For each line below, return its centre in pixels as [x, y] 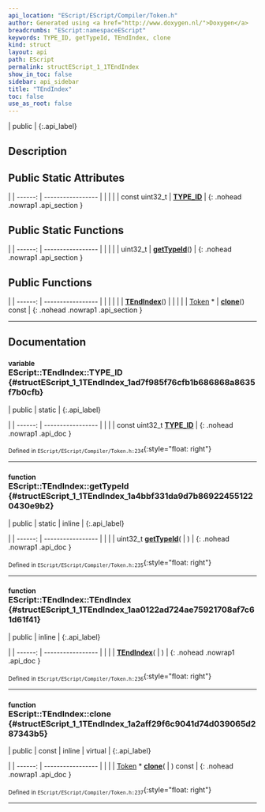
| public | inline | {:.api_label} [54, 636]
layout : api [28, 52]
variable [22, 364]
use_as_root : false [40, 104]
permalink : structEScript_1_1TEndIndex [74, 67]
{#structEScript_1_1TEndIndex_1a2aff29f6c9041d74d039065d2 [132, 723]
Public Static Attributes [66, 178]
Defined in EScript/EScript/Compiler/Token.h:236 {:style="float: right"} [110, 677]
